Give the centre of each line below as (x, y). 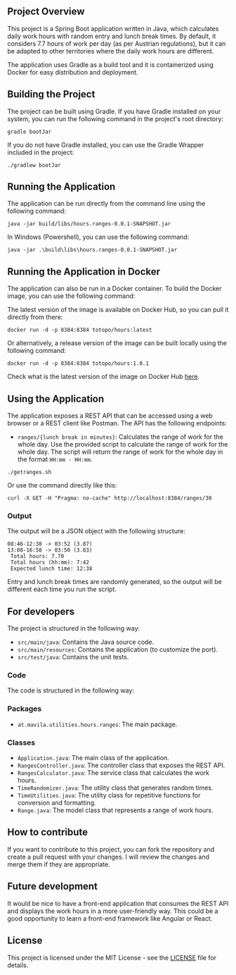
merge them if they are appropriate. (59, 864)
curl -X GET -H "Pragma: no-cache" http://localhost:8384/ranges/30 (110, 498)
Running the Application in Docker (84, 272)
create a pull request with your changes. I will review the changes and (108, 857)
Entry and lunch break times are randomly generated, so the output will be (115, 582)
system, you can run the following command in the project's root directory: (115, 118)
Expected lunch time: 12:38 (51, 569)
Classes (21, 743)
